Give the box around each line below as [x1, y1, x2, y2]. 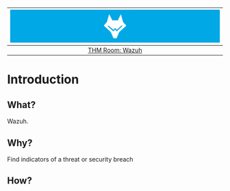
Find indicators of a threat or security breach [7, 155, 133, 164]
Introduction [7, 72, 79, 88]
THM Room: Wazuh [88, 46, 142, 54]
